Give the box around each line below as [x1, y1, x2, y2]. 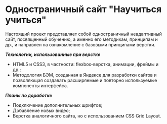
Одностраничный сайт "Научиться [5, 4, 162, 15]
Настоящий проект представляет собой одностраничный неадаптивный [5, 31, 162, 37]
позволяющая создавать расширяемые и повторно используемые [12, 77, 157, 83]
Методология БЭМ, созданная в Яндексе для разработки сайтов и [12, 72, 157, 78]
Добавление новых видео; [12, 107, 70, 113]
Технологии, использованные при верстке [5, 51, 101, 57]
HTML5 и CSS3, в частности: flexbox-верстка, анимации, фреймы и [12, 61, 159, 67]
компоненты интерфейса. [12, 82, 68, 89]
